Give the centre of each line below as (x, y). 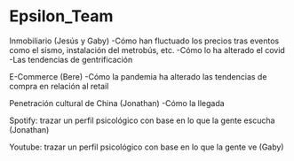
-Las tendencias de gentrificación (71, 59)
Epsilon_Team (61, 16)
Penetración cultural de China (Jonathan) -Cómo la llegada (117, 103)
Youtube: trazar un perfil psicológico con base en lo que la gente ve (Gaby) (147, 147)
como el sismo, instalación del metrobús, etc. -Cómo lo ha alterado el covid (147, 50)
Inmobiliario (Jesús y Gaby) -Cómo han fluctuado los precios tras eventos (144, 41)
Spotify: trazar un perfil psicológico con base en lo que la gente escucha (142, 120)
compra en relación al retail (59, 86)
